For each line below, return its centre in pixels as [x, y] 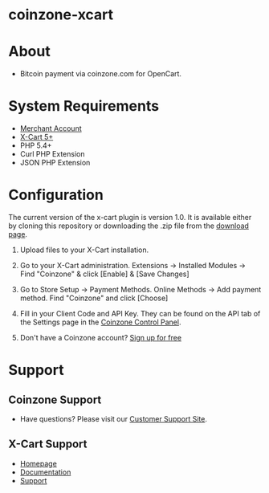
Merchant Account [51, 128]
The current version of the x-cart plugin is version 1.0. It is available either [130, 217]
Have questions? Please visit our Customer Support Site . [113, 419]
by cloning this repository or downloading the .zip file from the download [128, 226]
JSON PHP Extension [55, 163]
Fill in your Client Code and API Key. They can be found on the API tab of [140, 314]
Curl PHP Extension [52, 154]
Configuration [56, 195]
